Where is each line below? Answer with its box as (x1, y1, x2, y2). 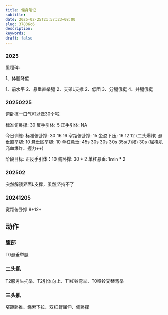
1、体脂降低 (5, 75, 29, 82)
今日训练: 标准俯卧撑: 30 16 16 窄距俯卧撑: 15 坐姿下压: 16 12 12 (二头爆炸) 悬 (5, 133, 163, 139)
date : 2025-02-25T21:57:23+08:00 (5, 17, 76, 22)
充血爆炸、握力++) (5, 145, 44, 151)
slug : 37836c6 (5, 21, 35, 27)
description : (5, 26, 33, 31)
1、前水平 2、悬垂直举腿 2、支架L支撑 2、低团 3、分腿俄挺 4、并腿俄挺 (5, 86, 153, 92)
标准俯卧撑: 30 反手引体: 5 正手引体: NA (5, 122, 87, 128)
